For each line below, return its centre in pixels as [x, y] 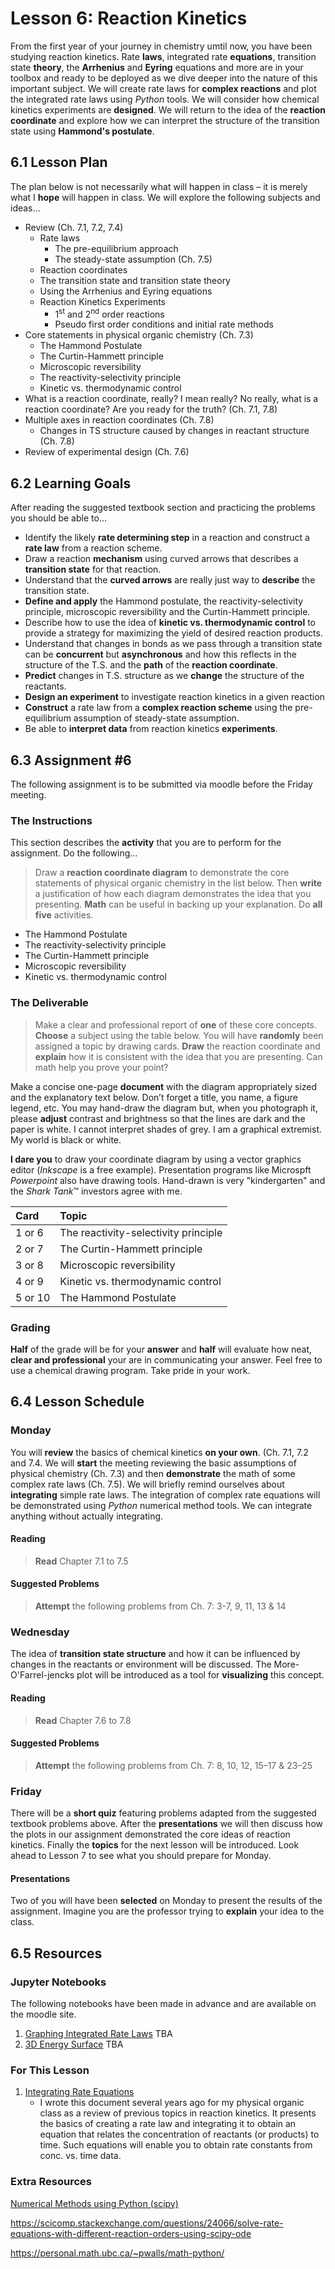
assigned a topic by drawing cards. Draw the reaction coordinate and [177, 1046]
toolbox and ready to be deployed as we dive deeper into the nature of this [164, 78]
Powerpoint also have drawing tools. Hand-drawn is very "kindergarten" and [168, 1180]
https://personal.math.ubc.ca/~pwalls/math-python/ [117, 2253]
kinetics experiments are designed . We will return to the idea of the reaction [168, 109]
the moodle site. [43, 2014]
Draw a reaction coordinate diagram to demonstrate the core [162, 873]
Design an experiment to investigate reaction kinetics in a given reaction [174, 697]
